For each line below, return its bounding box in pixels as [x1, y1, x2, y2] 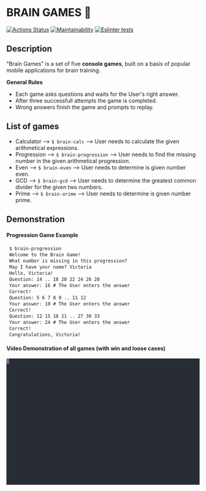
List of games [6, 121, 59, 132]
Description [6, 44, 52, 54]
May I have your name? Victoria [9, 264, 92, 270]
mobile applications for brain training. [6, 66, 101, 74]
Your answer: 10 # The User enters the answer [9, 301, 131, 307]
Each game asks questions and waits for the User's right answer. [15, 90, 180, 98]
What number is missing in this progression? [9, 258, 128, 264]
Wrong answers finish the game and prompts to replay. [15, 103, 154, 111]
